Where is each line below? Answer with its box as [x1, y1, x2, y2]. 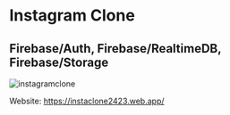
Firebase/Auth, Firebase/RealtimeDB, [9, 41, 222, 56]
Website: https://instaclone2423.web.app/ [9, 95, 165, 106]
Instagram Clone [9, 5, 136, 26]
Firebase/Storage [9, 54, 109, 70]
